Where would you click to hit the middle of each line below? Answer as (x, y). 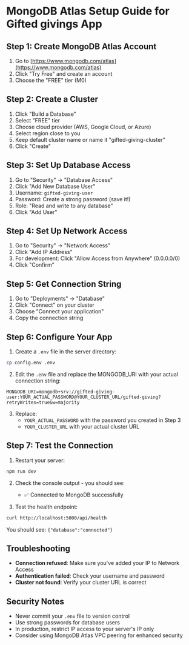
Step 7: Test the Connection (60, 446)
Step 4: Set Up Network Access (67, 231)
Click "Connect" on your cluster (55, 305)
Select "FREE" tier (38, 120)
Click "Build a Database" (46, 114)
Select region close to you (48, 133)
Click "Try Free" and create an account (64, 74)
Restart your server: (40, 460)
